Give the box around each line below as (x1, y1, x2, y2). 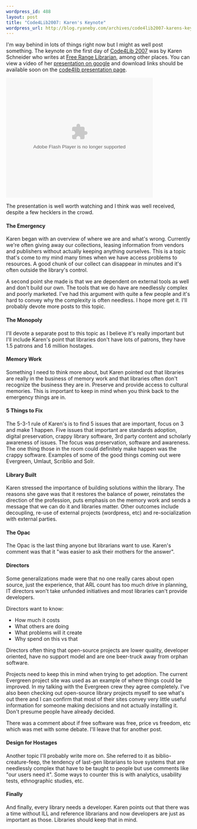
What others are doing (14, 622, 69, 630)
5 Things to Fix (6, 407, 43, 414)
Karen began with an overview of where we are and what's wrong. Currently (6, 235, 191, 242)
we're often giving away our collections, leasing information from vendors (6, 242, 185, 249)
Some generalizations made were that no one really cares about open (6, 575, 174, 582)
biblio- (155, 752, 172, 759)
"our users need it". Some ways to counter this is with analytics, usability (6, 771, 182, 778)
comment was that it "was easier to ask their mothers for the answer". (6, 548, 175, 555)
